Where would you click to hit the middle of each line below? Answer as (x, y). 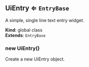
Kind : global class (24, 30)
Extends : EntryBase (25, 35)
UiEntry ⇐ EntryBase (37, 8)
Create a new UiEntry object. (35, 59)
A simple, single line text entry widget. (45, 20)
